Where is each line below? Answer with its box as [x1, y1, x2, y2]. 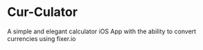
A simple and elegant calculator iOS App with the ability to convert [7, 27, 196, 35]
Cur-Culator [7, 4, 78, 20]
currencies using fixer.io [7, 34, 76, 42]
